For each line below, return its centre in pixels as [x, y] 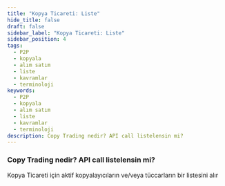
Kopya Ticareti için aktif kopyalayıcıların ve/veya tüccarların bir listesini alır [113, 175]
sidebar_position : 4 [37, 39]
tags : [15, 46]
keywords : [21, 91]
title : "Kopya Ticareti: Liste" [53, 13]
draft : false [26, 26]
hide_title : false [33, 20]
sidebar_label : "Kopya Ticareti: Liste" [66, 33]
